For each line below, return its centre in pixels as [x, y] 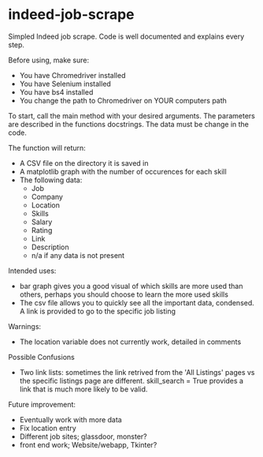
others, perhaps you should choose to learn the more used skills [124, 294]
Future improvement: [42, 404]
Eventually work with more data [70, 419]
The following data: [51, 180]
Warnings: [25, 326]
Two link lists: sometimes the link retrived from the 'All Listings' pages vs [137, 372]
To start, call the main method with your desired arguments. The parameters [132, 115]
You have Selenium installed [65, 84]
